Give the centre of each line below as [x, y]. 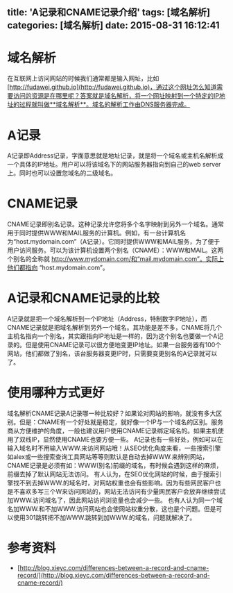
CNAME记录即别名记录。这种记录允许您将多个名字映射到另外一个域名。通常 [115, 224]
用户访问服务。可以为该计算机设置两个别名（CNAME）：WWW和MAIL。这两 [115, 250]
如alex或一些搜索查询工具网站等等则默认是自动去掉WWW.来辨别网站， [108, 457]
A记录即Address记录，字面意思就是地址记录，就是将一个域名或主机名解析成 [115, 156]
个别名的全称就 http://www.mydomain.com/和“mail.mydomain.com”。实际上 [115, 259]
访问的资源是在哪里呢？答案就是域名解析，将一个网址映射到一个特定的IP [116, 96]
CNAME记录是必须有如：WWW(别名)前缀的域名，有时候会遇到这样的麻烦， [115, 466]
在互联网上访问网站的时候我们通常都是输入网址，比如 [83, 78]
